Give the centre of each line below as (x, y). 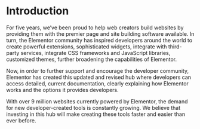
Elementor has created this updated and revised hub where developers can (99, 77)
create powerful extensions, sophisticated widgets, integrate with (87, 47)
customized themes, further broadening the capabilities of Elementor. (92, 59)
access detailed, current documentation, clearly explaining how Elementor (98, 83)
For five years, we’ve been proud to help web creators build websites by (95, 27)
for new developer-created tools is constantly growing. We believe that (93, 107)
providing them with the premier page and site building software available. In (100, 33)
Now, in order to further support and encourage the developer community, (98, 70)
